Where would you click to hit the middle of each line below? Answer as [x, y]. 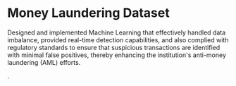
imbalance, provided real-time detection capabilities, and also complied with [118, 39]
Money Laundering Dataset [89, 13]
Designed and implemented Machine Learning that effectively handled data [117, 32]
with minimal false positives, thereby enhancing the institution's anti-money [117, 55]
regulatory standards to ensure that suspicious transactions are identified [114, 47]
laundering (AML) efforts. [44, 62]
